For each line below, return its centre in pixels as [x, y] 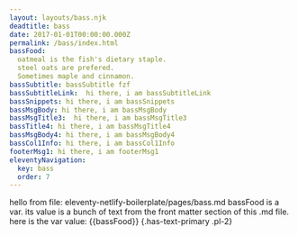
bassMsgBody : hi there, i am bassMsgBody [88, 110]
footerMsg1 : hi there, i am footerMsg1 [84, 151]
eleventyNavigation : [48, 160]
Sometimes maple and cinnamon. [76, 77]
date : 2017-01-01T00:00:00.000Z [70, 34]
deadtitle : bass [40, 26]
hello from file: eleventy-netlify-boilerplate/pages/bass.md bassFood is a [144, 203]
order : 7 [34, 176]
